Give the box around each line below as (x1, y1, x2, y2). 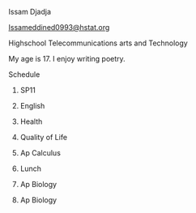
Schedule (8, 70, 40, 79)
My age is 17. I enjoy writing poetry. (8, 54, 126, 63)
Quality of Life (19, 133, 67, 142)
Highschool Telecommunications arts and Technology (8, 38, 188, 48)
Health (19, 117, 43, 126)
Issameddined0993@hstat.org (8, 23, 110, 32)
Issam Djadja (8, 7, 51, 16)
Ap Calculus (19, 148, 61, 157)
